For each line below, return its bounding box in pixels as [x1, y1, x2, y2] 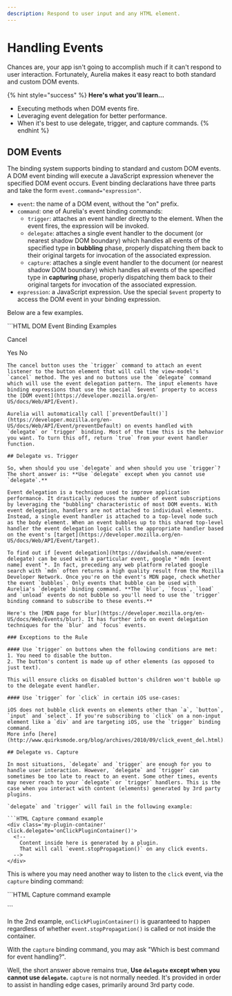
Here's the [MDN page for [7, 610, 81, 617]
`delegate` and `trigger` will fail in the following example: [7, 803, 193, 810]
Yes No [7, 349, 28, 357]
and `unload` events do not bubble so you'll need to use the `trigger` [7, 592, 221, 599]
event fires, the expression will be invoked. [27, 222, 149, 230]
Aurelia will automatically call [7, 410, 104, 418]
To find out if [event [7, 550, 72, 557]
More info [7, 731, 36, 738]
